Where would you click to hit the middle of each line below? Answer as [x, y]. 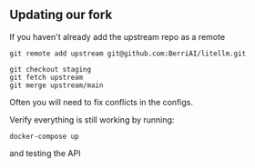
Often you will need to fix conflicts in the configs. [102, 102]
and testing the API [45, 153]
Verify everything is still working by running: [92, 119]
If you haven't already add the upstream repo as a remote [117, 36]
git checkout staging [51, 69]
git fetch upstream [46, 77]
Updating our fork [61, 15]
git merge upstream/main [56, 85]
